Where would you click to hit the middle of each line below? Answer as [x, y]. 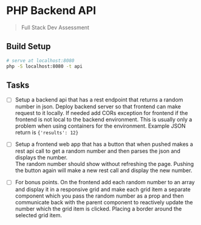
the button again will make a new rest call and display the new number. [104, 170]
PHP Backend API [51, 11]
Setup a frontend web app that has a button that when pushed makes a [104, 144]
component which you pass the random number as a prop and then [99, 196]
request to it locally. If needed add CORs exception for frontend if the [101, 113]
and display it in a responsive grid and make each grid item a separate [103, 189]
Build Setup [29, 47]
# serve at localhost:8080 [40, 61]
